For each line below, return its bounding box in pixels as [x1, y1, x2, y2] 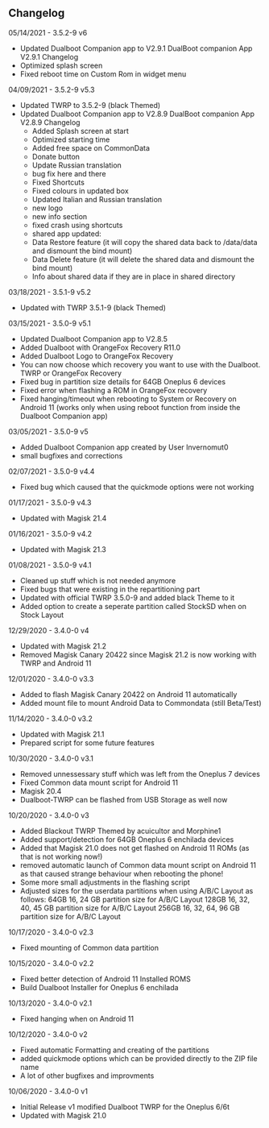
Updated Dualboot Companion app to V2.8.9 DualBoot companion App [19, 109, 255, 118]
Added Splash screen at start [31, 126, 129, 135]
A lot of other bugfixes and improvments [19, 1071, 155, 1080]
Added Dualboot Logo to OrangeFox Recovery [19, 350, 174, 361]
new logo [31, 203, 63, 213]
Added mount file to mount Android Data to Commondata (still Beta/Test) [19, 698, 262, 707]
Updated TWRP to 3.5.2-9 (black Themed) [19, 100, 161, 110]
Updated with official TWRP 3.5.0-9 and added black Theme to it [19, 592, 235, 603]
